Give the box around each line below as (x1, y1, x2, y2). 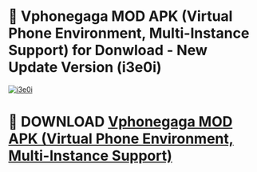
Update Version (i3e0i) (8, 58, 162, 77)
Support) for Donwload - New (8, 42, 208, 59)
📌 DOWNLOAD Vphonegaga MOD (8, 113, 233, 131)
